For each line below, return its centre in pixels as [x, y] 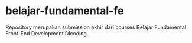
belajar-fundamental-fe [65, 11]
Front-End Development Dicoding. [47, 33]
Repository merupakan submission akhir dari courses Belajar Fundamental [96, 27]
